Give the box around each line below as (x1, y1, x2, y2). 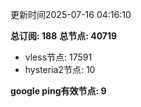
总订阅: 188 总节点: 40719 (10, 30, 118, 42)
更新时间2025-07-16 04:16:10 (10, 9, 132, 20)
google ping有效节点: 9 (10, 85, 107, 97)
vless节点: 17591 (24, 51, 93, 63)
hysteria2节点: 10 (24, 64, 96, 75)
